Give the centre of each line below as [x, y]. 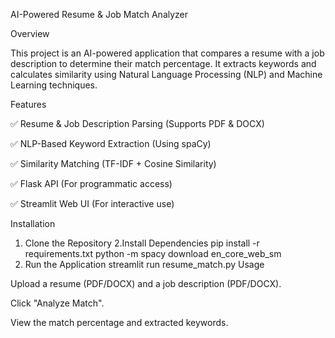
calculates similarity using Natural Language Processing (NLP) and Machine [166, 74]
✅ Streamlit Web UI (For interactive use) [92, 203]
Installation [33, 223]
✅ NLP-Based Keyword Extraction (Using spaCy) [111, 143]
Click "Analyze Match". [57, 303]
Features [28, 104]
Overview [30, 33]
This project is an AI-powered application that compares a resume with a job [167, 53]
